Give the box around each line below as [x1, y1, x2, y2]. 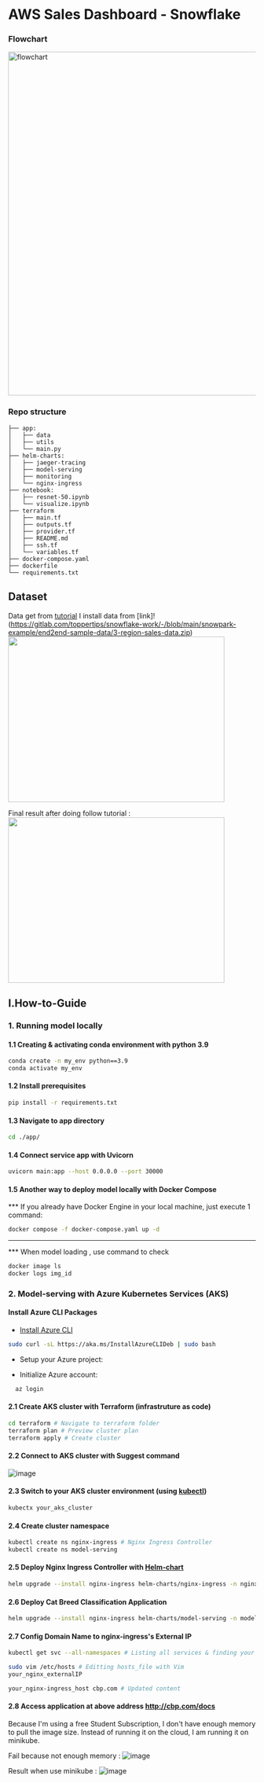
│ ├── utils [8, 438, 55, 446]
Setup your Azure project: [19, 1354, 104, 1364]
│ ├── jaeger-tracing [8, 458, 86, 467]
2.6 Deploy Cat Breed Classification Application [8, 1597, 167, 1606]
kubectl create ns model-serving [8, 1546, 118, 1554]
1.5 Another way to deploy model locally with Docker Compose [8, 1184, 218, 1194]
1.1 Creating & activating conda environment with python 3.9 [8, 1040, 209, 1049]
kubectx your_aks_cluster [8, 1504, 93, 1512]
